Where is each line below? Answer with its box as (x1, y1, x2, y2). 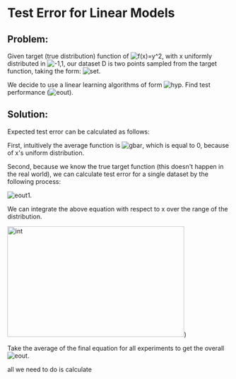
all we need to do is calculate (7, 365, 92, 373)
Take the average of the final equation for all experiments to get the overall (7, 344, 225, 352)
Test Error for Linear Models (7, 5, 175, 21)
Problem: (7, 33, 49, 45)
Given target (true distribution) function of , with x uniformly (7, 52, 213, 60)
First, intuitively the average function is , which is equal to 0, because (7, 141, 230, 149)
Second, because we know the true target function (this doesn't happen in (7, 162, 224, 170)
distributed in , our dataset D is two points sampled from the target (7, 59, 218, 68)
